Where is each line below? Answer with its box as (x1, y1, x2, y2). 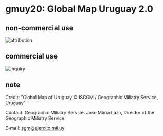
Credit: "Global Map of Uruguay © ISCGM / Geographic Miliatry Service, (5, 94, 158, 100)
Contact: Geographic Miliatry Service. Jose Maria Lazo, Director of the (5, 109, 155, 115)
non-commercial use (5, 24, 74, 32)
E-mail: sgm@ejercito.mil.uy (5, 125, 65, 131)
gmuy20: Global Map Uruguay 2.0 (5, 3, 153, 15)
